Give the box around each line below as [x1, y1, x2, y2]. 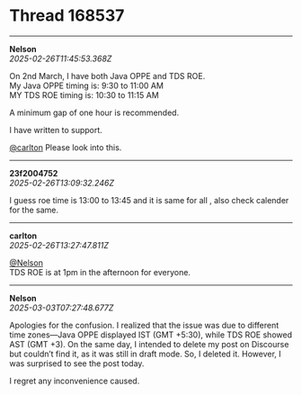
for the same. [9, 204, 59, 215]
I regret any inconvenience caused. [9, 375, 140, 386]
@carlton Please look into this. [9, 141, 122, 153]
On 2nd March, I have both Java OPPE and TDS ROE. [9, 70, 206, 81]
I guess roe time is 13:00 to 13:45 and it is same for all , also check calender [9, 194, 289, 205]
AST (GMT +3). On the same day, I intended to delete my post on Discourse [9, 338, 289, 349]
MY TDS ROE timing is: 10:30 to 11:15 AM [9, 89, 159, 100]
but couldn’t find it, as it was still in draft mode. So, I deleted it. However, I [9, 348, 281, 359]
